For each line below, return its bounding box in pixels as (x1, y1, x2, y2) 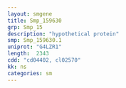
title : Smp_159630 (7, 17, 62, 24)
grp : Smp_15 (7, 23, 43, 31)
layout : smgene (7, 10, 53, 18)
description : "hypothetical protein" (7, 30, 120, 38)
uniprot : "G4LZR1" (7, 43, 62, 50)
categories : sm (7, 70, 53, 77)
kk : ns (7, 63, 27, 70)
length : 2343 (7, 50, 50, 57)
